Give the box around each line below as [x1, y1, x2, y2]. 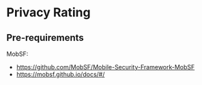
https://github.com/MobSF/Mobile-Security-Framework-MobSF [16, 63, 195, 71]
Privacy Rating [6, 5, 91, 20]
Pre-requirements [6, 32, 85, 44]
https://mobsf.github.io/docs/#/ [16, 70, 105, 78]
